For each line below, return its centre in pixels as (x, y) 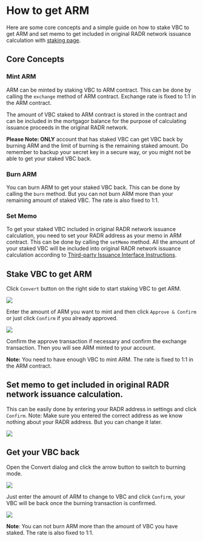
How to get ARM (48, 11)
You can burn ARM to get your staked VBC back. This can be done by (93, 187)
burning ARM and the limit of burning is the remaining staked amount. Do (97, 146)
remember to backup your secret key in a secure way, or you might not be (98, 152)
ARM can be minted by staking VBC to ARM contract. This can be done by (99, 90)
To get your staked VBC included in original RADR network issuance (91, 229)
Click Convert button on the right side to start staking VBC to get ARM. (94, 289)
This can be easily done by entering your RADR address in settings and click (101, 409)
